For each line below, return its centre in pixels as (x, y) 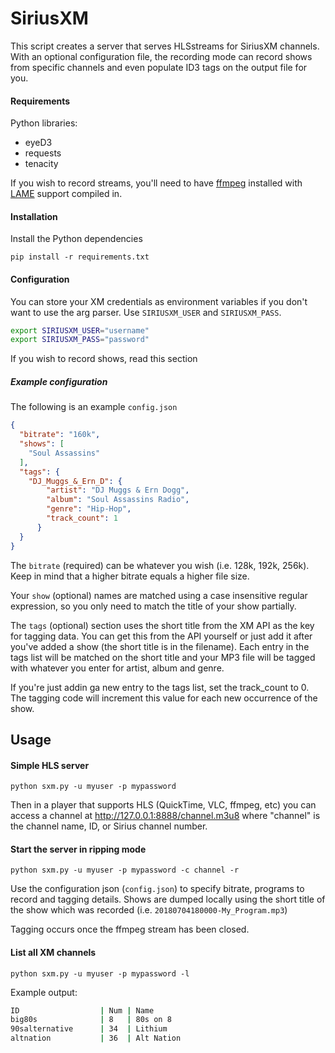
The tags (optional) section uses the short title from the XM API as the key (162, 625)
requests (43, 153)
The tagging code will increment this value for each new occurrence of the (164, 698)
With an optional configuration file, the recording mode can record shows (161, 56)
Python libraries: (44, 123)
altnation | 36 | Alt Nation (96, 1038)
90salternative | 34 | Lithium (89, 1029)
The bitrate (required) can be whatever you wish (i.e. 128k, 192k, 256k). (160, 565)
